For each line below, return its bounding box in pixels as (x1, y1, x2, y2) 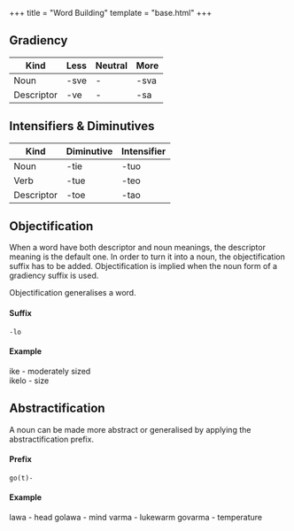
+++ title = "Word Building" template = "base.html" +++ (9, 8, 213, 18)
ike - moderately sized (9, 366, 91, 376)
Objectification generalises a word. (9, 288, 136, 298)
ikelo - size (9, 375, 50, 386)
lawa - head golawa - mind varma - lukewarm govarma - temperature (9, 512, 263, 523)
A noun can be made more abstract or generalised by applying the (9, 424, 251, 435)
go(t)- (9, 473, 34, 482)
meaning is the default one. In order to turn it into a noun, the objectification (9, 251, 285, 262)
